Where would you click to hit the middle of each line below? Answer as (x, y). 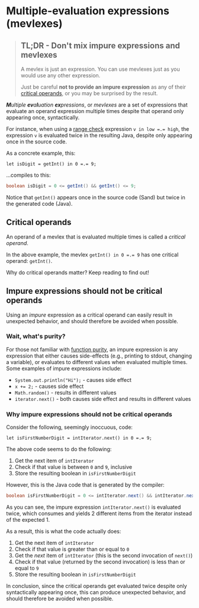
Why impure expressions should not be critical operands (89, 414)
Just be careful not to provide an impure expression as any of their (103, 87)
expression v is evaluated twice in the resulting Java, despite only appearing (99, 135)
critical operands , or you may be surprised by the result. (89, 93)
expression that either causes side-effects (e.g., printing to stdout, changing (99, 356)
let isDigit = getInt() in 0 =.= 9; (51, 164)
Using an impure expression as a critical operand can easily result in (89, 315)
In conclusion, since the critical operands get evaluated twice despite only (97, 586)
